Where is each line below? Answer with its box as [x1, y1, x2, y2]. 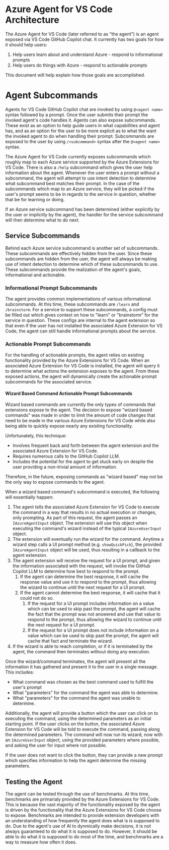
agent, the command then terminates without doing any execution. [12, 649, 150, 655]
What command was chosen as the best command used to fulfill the [12, 679, 154, 685]
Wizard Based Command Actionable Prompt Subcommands [5, 390, 132, 396]
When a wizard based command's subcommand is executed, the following [5, 489, 160, 495]
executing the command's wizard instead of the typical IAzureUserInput [12, 526, 162, 532]
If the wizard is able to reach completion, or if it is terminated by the [12, 643, 153, 649]
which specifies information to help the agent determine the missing [5, 758, 146, 764]
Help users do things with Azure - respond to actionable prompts [12, 62, 147, 68]
